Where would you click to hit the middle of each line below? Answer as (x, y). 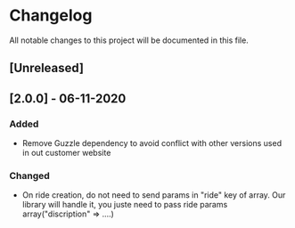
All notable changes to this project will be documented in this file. (129, 40)
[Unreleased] (47, 68)
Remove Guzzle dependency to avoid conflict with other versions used (152, 143)
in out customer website (66, 153)
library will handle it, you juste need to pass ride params (125, 205)
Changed (30, 175)
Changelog (51, 16)
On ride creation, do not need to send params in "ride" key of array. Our (154, 195)
